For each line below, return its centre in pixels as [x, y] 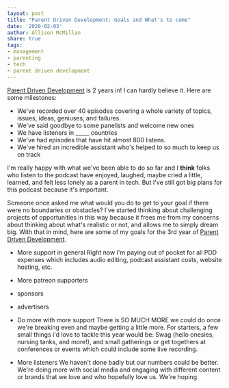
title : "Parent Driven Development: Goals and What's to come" [99, 20]
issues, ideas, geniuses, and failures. [69, 118]
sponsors [30, 293]
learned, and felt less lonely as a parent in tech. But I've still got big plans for [114, 182]
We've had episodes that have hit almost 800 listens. [91, 140]
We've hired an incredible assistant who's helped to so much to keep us [118, 147]
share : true [24, 39]
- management [26, 52]
